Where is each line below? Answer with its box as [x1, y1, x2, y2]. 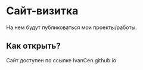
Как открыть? [6, 41, 61, 51]
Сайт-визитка [6, 4, 79, 18]
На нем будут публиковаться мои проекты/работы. [6, 24, 137, 31]
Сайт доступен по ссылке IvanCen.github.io [6, 56, 117, 63]
